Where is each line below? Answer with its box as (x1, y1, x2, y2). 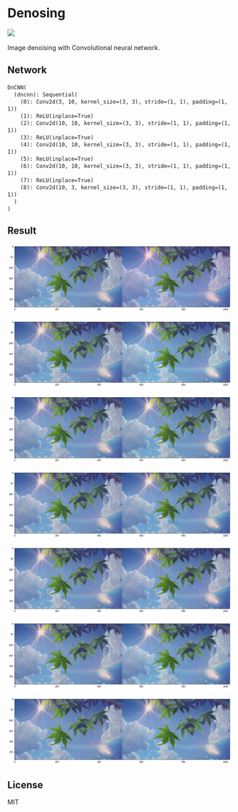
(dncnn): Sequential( (14, 91, 78, 98)
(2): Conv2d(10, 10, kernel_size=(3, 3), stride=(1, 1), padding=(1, (20, 119, 232, 126)
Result (7, 225, 37, 237)
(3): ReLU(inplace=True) (20, 134, 94, 141)
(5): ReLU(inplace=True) (20, 155, 94, 162)
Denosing (7, 5, 66, 21)
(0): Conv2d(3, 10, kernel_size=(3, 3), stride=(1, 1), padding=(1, (20, 98, 228, 105)
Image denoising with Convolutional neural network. (7, 43, 160, 51)
